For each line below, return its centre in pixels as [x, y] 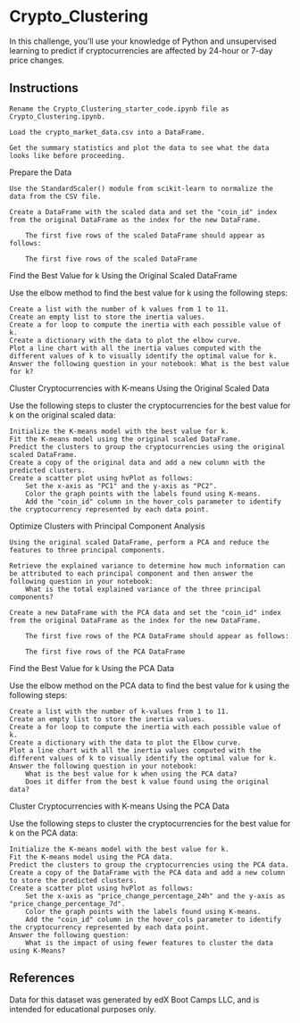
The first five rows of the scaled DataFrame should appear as [146, 235]
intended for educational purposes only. [83, 1009]
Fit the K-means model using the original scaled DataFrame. [125, 439]
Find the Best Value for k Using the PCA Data [92, 668]
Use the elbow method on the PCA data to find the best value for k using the [150, 686]
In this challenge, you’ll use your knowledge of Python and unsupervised [143, 41]
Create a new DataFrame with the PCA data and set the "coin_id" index [145, 612]
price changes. [37, 60]
